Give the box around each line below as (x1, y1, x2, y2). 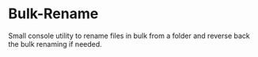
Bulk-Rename (8, 5, 99, 23)
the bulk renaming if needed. (8, 39, 103, 48)
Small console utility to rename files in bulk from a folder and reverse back (8, 31, 251, 40)
